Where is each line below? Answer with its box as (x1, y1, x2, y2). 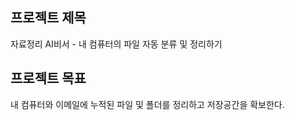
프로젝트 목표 (10, 70, 87, 87)
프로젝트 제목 (10, 9, 87, 27)
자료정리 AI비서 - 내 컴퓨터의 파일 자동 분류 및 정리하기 (10, 38, 223, 50)
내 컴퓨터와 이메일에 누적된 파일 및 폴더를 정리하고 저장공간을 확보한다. (10, 98, 285, 110)
